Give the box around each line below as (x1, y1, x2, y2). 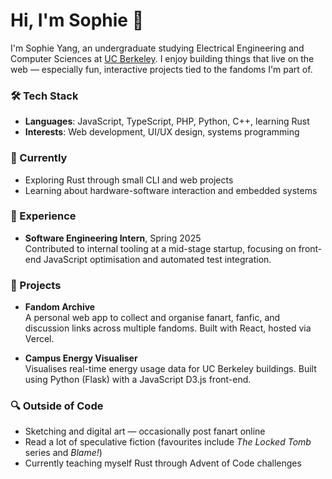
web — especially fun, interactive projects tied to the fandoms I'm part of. (10, 63, 313, 75)
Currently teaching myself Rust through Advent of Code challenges (24, 457, 302, 469)
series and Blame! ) (24, 447, 103, 459)
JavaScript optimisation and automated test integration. (43, 253, 272, 265)
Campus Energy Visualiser (24, 352, 138, 364)
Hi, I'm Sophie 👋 (10, 9, 145, 32)
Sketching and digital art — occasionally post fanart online (24, 425, 266, 438)
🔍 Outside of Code (10, 399, 104, 413)
